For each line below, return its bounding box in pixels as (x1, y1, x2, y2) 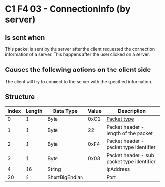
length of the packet (106, 130, 153, 137)
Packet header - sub (106, 152, 155, 159)
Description (117, 107, 146, 114)
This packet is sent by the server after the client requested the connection (5, 47, 155, 52)
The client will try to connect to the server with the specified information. (5, 78, 153, 84)
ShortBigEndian (47, 174, 83, 181)
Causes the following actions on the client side (5, 66, 151, 74)
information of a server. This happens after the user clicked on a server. (5, 51, 150, 57)
